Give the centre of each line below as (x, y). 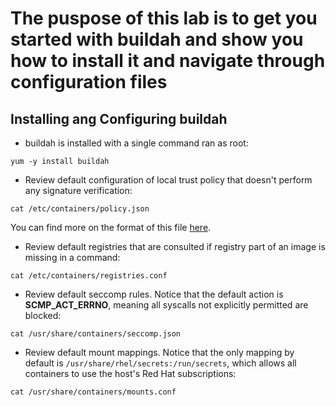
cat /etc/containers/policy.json (80, 209)
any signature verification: (78, 190)
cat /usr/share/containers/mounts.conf (93, 392)
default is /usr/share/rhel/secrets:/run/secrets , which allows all (160, 363)
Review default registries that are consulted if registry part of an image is (175, 246)
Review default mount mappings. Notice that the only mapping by (159, 352)
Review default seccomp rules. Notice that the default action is (154, 294)
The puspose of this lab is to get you (164, 18)
